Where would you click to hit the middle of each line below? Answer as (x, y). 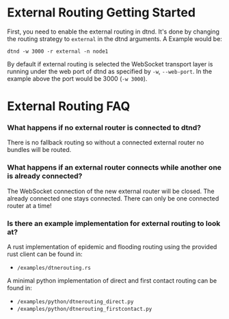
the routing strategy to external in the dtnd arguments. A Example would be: (114, 38)
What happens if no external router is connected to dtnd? (104, 128)
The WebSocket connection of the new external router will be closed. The (111, 191)
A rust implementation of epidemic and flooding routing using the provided (112, 247)
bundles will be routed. (39, 150)
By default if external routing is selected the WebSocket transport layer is (110, 64)
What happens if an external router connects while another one (114, 168)
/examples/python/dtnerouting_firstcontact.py (84, 309)
